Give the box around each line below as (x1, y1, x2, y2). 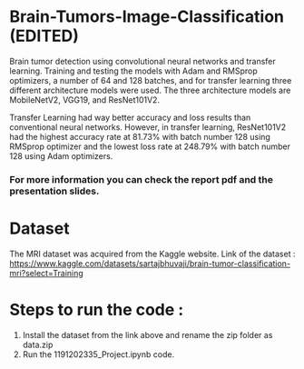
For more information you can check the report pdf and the (9, 173, 274, 185)
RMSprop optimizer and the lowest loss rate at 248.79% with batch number (9, 141, 290, 152)
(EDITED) (9, 25, 80, 46)
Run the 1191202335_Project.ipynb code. (22, 348, 175, 360)
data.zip (22, 339, 54, 350)
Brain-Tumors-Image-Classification (9, 6, 284, 27)
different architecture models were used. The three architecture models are (9, 85, 291, 95)
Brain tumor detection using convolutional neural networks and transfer (9, 55, 277, 66)
